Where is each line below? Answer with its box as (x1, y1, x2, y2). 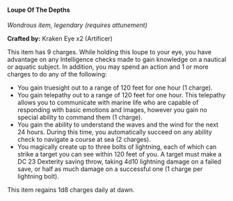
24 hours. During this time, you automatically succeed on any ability (17, 128, 212, 136)
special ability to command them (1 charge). (17, 113, 143, 122)
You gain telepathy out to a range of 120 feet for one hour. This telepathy (17, 91, 226, 99)
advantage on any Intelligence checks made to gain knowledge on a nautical (7, 56, 227, 64)
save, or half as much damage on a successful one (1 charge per (17, 165, 203, 173)
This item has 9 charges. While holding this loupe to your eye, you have (7, 48, 212, 56)
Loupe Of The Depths (7, 6, 71, 14)
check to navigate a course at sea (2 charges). (17, 136, 151, 144)
